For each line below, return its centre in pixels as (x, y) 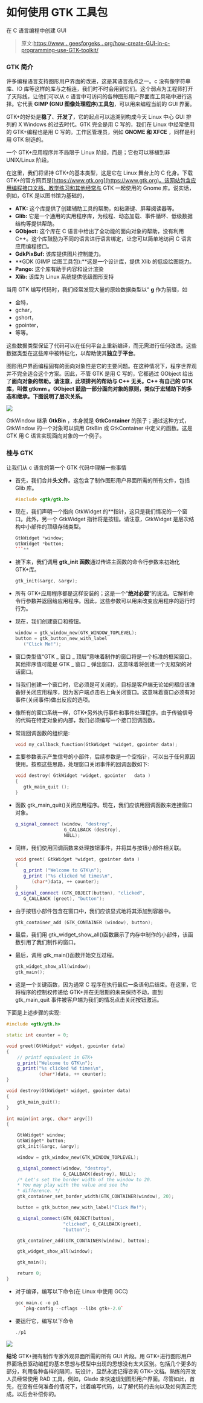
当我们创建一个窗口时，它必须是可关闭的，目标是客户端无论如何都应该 (102, 684)
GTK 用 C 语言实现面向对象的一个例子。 (56, 436)
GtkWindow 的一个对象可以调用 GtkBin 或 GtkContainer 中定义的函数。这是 (99, 428)
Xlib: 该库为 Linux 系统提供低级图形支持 (64, 277)
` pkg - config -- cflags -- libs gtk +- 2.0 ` (73, 1308)
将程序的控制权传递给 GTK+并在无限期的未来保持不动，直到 (89, 992)
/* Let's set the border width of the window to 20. (85, 1179)
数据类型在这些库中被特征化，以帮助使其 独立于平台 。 (72, 353)
